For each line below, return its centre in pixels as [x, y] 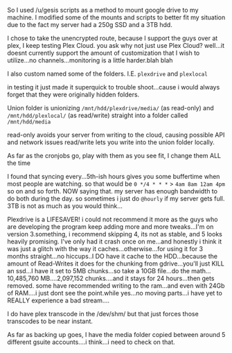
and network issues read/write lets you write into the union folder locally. [111, 142]
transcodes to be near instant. [50, 321]
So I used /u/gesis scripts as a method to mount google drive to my [103, 10]
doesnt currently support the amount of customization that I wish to [104, 53]
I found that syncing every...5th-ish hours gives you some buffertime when [114, 176]
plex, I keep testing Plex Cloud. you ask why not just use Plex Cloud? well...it [116, 45]
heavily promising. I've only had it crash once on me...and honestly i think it [115, 241]
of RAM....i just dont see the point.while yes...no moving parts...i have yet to [115, 293]
